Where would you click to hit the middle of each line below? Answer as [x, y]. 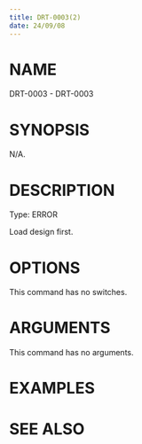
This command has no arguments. [71, 353]
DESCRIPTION [62, 190]
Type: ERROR [33, 214]
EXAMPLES [52, 389]
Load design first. [41, 232]
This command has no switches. [68, 292]
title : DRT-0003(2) [45, 17]
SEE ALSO [47, 428]
